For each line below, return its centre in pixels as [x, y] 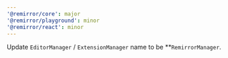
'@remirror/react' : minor [45, 27]
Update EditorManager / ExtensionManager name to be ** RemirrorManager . [114, 47]
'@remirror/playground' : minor [53, 21]
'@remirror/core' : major [44, 14]
